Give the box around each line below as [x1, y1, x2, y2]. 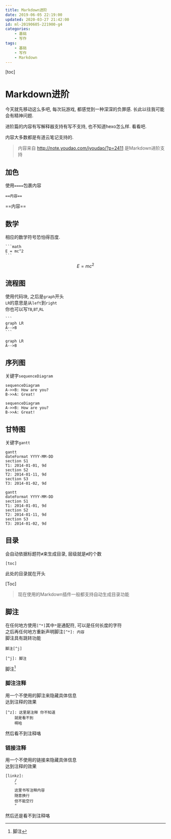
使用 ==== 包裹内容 [5, 182, 42, 189]
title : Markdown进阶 [5, 7, 47, 13]
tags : [5, 41, 17, 46]
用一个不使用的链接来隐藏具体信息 [5, 756, 77, 763]
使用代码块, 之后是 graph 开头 [5, 293, 64, 300]
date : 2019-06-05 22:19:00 [5, 12, 63, 17]
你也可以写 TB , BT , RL [5, 306, 44, 312]
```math [5, 244, 22, 249]
